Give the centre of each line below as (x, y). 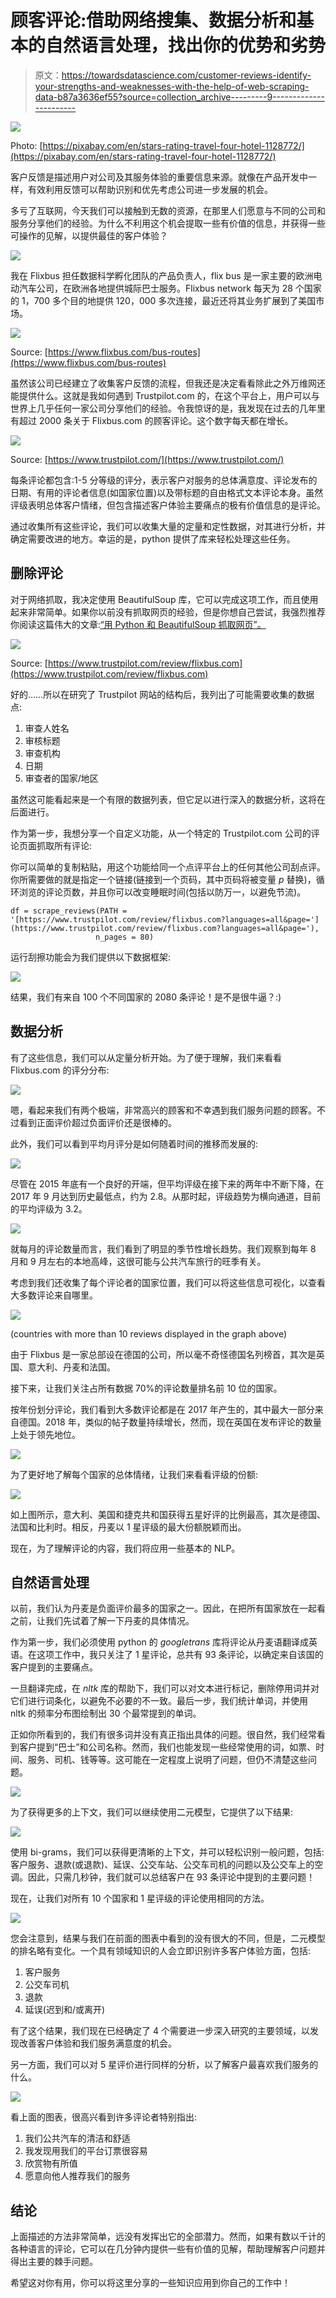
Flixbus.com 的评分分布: (60, 1070)
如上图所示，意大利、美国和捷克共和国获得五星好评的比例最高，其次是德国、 (168, 1514)
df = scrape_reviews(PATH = (69, 911)
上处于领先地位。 (45, 1434)
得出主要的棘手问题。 (54, 2262)
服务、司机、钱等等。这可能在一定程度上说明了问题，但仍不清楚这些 (167, 1760)
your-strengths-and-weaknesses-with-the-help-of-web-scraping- (172, 86)
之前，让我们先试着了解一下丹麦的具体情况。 (102, 1621)
